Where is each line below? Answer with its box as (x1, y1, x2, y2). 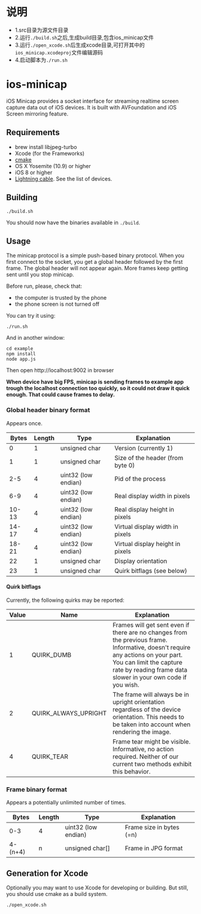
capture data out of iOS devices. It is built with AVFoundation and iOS (6, 103, 177, 111)
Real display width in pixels (114, 492, 190, 500)
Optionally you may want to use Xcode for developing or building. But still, (6, 883, 188, 891)
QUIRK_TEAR (32, 752, 69, 760)
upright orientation (112, 697, 165, 706)
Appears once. (6, 419, 43, 426)
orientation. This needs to (112, 712, 184, 721)
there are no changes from (112, 628, 187, 636)
